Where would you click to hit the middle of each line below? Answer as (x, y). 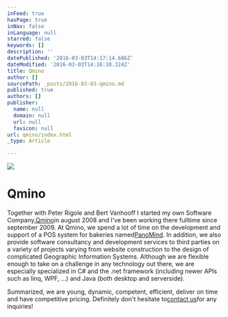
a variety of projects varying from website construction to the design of (108, 249)
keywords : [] (26, 45)
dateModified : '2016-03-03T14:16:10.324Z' (69, 64)
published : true (30, 90)
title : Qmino (26, 71)
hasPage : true (27, 20)
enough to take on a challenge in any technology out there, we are (101, 264)
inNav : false (26, 26)
